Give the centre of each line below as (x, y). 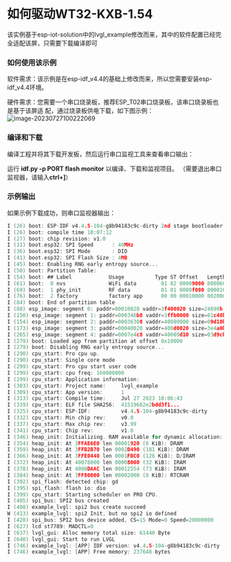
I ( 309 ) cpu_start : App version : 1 (66, 392)
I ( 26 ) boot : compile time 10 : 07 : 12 (59, 232)
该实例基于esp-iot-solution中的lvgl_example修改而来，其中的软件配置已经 (111, 34)
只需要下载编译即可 (70, 43)
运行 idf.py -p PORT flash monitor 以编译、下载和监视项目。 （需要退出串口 (114, 169)
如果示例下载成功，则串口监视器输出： (61, 213)
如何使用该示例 (32, 63)
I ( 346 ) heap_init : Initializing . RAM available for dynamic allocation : (115, 437)
